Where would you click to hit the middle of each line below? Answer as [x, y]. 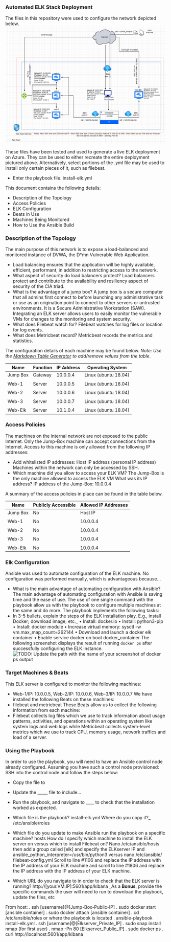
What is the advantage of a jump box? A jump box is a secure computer [88, 292]
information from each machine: [46, 710]
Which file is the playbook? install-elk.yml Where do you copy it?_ [81, 817]
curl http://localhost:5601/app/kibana [44, 934]
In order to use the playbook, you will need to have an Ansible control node [84, 761]
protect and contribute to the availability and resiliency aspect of [80, 281]
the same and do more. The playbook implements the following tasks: [86, 611]
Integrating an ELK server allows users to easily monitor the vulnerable [87, 313]
